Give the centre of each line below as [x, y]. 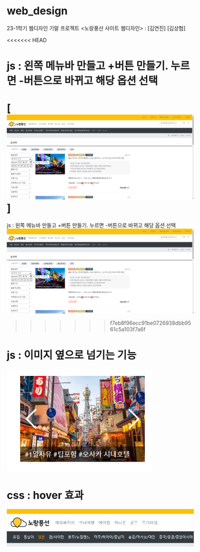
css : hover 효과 [45, 495]
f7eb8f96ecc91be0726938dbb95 [151, 323]
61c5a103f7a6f [128, 329]
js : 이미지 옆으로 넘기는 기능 [72, 355]
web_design [37, 11]
